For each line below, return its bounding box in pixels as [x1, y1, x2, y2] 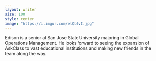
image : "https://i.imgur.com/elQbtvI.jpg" [5, 21, 94, 26]
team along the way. [5, 51, 47, 57]
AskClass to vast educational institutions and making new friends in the [5, 45, 152, 51]
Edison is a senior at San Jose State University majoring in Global [5, 35, 139, 41]
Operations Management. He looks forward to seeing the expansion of [5, 40, 150, 46]
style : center [5, 16, 35, 21]
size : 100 [5, 12, 26, 17]
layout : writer [5, 7, 37, 12]
